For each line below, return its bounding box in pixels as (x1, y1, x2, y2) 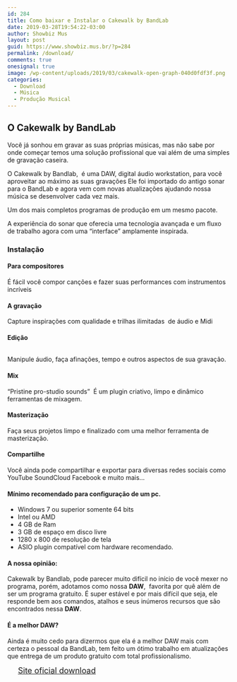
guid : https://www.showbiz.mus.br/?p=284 (7, 43, 131, 50)
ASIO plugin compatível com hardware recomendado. (17, 543, 174, 551)
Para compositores (7, 262, 64, 271)
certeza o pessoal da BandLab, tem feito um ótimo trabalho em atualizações (7, 644, 229, 652)
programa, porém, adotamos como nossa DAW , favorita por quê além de (7, 582, 221, 591)
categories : (7, 76, 42, 83)
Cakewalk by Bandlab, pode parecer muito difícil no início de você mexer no (7, 575, 228, 583)
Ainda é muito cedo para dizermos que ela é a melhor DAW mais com (7, 637, 209, 645)
